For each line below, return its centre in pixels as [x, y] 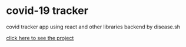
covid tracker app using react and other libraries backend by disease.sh [93, 27]
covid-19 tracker [47, 11]
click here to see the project [40, 38]
